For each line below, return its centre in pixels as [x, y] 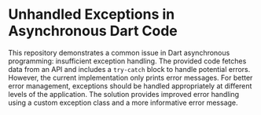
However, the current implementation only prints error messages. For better [130, 77]
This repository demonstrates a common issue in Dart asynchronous [119, 52]
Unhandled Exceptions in [92, 14]
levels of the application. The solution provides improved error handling [124, 94]
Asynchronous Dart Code [93, 31]
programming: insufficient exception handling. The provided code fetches [127, 61]
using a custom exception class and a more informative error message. [123, 102]
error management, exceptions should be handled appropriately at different [130, 86]
